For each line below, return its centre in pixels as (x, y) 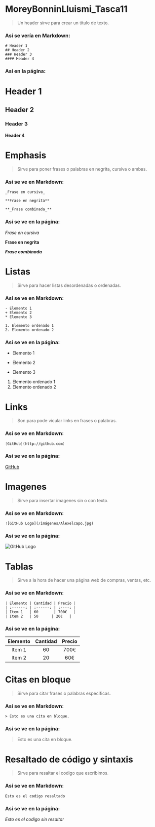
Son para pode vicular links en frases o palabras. (67, 421)
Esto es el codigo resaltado (35, 796)
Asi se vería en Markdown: (38, 36)
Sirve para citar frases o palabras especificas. (64, 693)
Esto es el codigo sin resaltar (35, 819)
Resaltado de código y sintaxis (69, 759)
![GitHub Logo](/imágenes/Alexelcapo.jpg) (49, 524)
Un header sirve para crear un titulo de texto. (63, 23)
